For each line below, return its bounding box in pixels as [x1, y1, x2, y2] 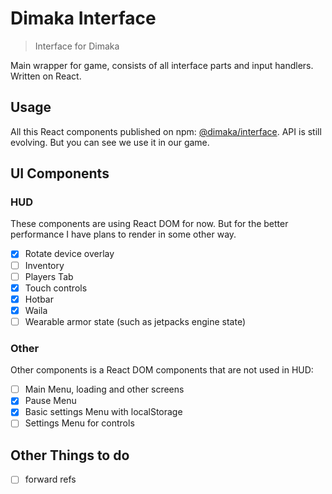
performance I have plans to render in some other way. [10, 228, 237, 241]
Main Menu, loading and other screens [24, 383, 185, 396]
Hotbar [24, 293, 55, 305]
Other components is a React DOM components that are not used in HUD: [10, 364, 314, 376]
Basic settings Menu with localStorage [24, 406, 183, 418]
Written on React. [10, 70, 82, 82]
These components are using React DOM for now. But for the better [10, 218, 289, 230]
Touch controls [24, 282, 88, 294]
